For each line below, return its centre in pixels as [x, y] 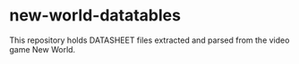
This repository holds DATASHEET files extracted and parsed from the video [149, 40]
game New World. [43, 49]
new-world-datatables [95, 16]
